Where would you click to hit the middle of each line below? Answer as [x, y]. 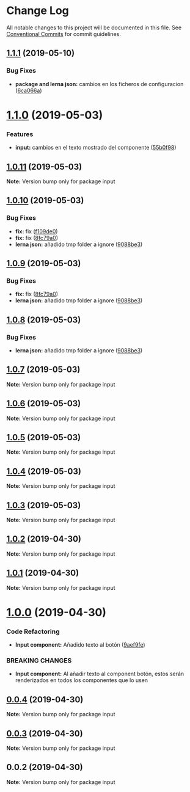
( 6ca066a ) [28, 90]
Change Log [38, 11]
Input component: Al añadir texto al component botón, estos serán [100, 674]
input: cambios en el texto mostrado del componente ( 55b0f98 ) [96, 148]
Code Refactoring [33, 631]
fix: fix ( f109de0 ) [36, 231]
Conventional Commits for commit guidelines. [64, 34]
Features [20, 134]
